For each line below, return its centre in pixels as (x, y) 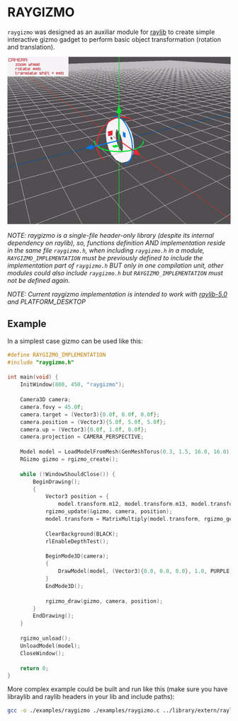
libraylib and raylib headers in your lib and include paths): (91, 697)
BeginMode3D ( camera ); (77, 556)
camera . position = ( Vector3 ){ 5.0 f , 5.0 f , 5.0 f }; (93, 422)
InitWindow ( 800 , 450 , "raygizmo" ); (73, 385)
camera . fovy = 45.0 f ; (52, 407)
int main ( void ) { (33, 377)
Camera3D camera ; (46, 400)
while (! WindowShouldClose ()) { (68, 474)
